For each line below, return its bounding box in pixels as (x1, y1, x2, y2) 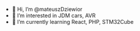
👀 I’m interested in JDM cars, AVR (11, 12, 96, 19)
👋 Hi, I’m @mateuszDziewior (11, 6, 83, 13)
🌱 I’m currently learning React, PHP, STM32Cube (11, 18, 134, 25)
